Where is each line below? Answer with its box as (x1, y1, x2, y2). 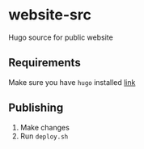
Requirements (8, 56, 81, 70)
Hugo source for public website (8, 32, 113, 42)
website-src (8, 6, 91, 24)
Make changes (19, 122, 70, 132)
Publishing (8, 101, 64, 115)
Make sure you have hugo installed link (8, 77, 136, 87)
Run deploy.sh (19, 131, 69, 141)
